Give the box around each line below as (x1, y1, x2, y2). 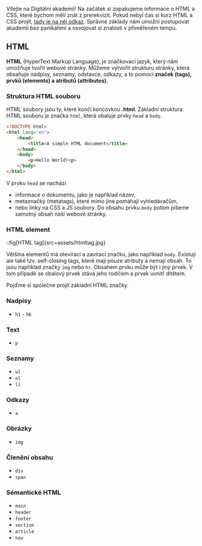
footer (14, 516, 32, 522)
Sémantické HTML (6, 488, 61, 497)
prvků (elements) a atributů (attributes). (6, 77, 108, 84)
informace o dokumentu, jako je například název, (14, 191, 136, 198)
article (14, 529, 34, 535)
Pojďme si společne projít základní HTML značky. (6, 281, 129, 289)
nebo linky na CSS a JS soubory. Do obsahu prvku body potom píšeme (14, 204, 189, 211)
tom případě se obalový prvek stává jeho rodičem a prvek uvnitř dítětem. (6, 270, 186, 277)
